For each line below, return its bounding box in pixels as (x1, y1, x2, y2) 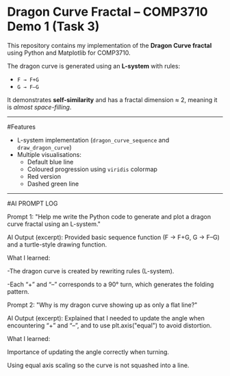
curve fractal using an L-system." (7, 220, 101, 228)
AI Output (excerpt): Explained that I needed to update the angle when (7, 314, 205, 322)
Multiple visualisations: (16, 150, 82, 158)
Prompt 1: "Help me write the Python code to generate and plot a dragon (7, 212, 211, 221)
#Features (7, 123, 36, 131)
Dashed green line (27, 179, 79, 188)
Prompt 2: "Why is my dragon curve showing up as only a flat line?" (7, 301, 198, 309)
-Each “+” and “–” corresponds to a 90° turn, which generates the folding (7, 280, 214, 288)
